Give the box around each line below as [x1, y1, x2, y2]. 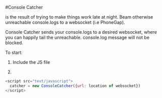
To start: [5, 50, 23, 55]
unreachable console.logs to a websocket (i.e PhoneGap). [5, 20, 125, 25]
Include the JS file [12, 59, 50, 65]
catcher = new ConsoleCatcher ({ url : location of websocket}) [10, 83, 141, 88]
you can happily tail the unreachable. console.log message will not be [5, 35, 150, 40]
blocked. [5, 40, 24, 46]
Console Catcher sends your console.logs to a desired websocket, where [5, 29, 157, 35]
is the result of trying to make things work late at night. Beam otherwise [5, 14, 153, 20]
